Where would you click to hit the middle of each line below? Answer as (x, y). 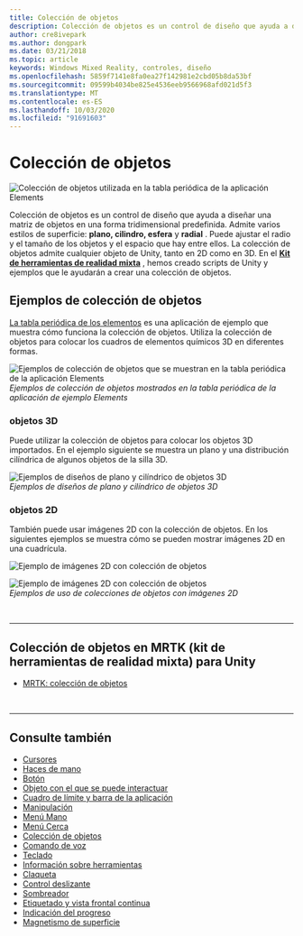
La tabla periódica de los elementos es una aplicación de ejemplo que (139, 322)
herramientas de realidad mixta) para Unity (133, 661)
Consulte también (60, 737)
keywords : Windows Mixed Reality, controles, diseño (110, 69)
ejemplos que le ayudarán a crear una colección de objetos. (120, 272)
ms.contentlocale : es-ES (56, 101)
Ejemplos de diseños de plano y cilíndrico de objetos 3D (114, 487)
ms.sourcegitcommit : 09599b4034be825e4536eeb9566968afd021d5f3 (131, 85)
